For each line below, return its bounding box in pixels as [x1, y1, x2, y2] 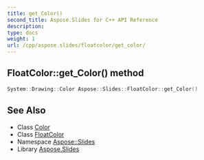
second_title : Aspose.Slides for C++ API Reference [7, 16, 158, 23]
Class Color [16, 123, 50, 131]
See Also [7, 104, 46, 117]
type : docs [7, 29, 38, 36]
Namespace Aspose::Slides [16, 137, 95, 146]
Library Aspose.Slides [16, 145, 80, 153]
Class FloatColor [16, 130, 65, 138]
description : [7, 23, 45, 30]
